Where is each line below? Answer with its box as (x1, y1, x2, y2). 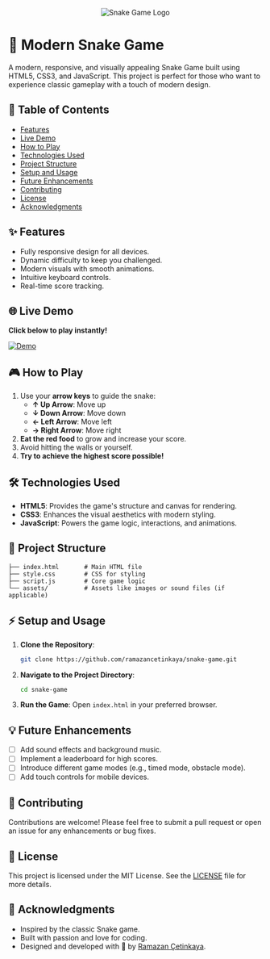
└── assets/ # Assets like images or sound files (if (8, 584, 226, 593)
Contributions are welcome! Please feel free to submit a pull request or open (8, 818, 262, 827)
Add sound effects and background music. (19, 745, 162, 755)
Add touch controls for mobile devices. (19, 772, 150, 782)
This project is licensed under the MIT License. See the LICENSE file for (8, 871, 247, 881)
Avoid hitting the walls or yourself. (19, 442, 133, 452)
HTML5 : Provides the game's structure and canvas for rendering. (19, 501, 238, 510)
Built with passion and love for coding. (19, 932, 147, 942)
